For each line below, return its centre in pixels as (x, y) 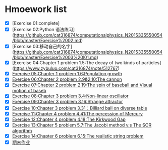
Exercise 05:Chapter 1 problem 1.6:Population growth (67, 74)
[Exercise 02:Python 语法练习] (43, 29)
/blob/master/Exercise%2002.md (47, 41)
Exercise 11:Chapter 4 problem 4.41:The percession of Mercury (77, 113)
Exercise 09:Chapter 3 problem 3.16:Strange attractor (67, 102)
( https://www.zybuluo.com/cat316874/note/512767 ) (66, 68)
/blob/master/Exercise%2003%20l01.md (54, 57)
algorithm (22, 130)
